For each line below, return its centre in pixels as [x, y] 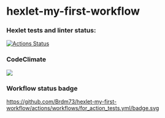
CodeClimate [26, 59]
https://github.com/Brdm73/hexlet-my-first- [62, 101]
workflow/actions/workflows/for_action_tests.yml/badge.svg [83, 108]
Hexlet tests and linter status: [51, 31]
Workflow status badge [42, 88]
